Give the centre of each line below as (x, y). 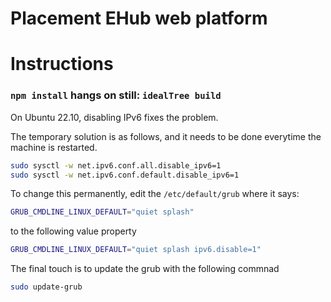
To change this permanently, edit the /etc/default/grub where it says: (155, 194)
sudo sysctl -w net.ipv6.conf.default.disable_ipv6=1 (125, 175)
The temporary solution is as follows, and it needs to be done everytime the (166, 136)
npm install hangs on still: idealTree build (116, 95)
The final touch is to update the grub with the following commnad (145, 269)
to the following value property (73, 231)
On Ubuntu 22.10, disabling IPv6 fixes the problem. (114, 117)
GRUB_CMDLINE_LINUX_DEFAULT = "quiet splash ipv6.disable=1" (136, 250)
